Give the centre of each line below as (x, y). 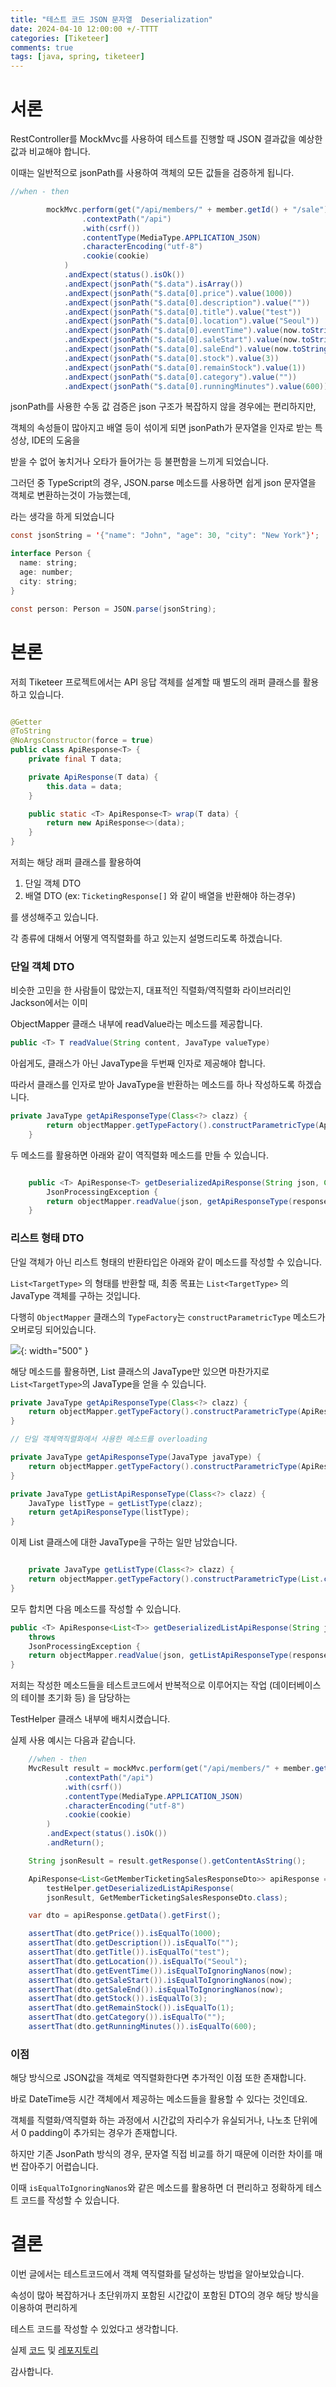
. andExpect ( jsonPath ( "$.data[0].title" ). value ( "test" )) (182, 312)
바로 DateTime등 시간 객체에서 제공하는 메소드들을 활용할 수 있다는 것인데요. (159, 2099)
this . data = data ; (84, 786)
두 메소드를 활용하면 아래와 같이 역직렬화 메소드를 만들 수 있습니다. (139, 1155)
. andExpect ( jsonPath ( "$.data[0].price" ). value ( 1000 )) (178, 293)
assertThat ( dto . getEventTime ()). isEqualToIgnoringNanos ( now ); (160, 1971)
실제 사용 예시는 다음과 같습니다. (73, 1740)
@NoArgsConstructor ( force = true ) (82, 741)
